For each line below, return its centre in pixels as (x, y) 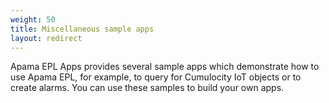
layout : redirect (46, 38)
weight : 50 (33, 19)
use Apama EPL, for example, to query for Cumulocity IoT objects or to (156, 77)
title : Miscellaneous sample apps (82, 29)
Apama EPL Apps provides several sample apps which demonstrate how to (165, 67)
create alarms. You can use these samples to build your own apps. (147, 88)
